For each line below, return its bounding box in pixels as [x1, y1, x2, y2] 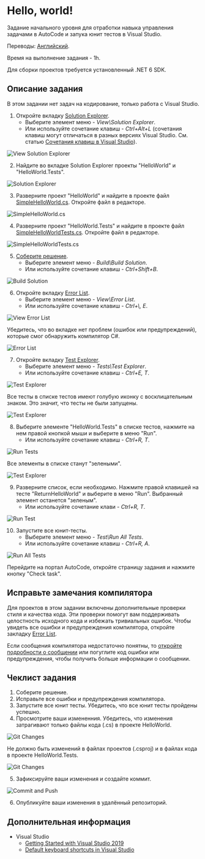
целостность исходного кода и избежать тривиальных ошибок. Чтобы [7, 617, 192, 625]
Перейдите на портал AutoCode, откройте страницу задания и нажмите [7, 563, 195, 571]
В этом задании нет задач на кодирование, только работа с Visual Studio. [7, 100, 199, 107]
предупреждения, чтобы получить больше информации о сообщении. [7, 655, 191, 662]
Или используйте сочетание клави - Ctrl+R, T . [24, 503, 146, 510]
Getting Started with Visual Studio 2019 [24, 839, 124, 847]
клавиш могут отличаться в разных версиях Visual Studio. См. [24, 131, 188, 138]
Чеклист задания [7, 672, 76, 683]
